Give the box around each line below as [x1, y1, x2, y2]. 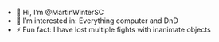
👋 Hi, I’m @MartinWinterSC [15, 8, 104, 17]
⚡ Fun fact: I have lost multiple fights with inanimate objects [15, 25, 211, 34]
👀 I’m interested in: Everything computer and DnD [15, 16, 179, 25]
